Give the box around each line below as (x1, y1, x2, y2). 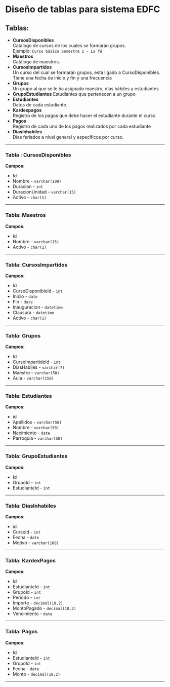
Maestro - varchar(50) (12, 370, 60, 376)
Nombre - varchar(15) (12, 238, 59, 244)
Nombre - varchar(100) (12, 178, 62, 184)
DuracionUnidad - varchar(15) (12, 189, 76, 195)
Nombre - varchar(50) (12, 425, 59, 431)
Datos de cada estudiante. (12, 102, 68, 107)
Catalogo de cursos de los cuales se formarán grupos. (12, 43, 126, 49)
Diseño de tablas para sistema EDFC (5, 4, 160, 15)
